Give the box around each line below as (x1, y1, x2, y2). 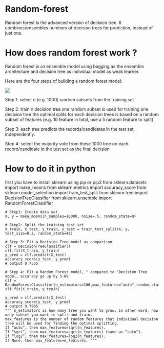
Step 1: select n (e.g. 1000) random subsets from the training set (5, 96, 134, 102)
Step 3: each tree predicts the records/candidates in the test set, (5, 126, 135, 132)
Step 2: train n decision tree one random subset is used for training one (5, 106, 148, 112)
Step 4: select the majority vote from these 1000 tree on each (5, 140, 128, 146)
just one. (5, 30, 23, 36)
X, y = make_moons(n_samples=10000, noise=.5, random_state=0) (5, 214, 137, 219)
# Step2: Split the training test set (5, 222, 84, 227)
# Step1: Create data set (5, 209, 58, 214)
